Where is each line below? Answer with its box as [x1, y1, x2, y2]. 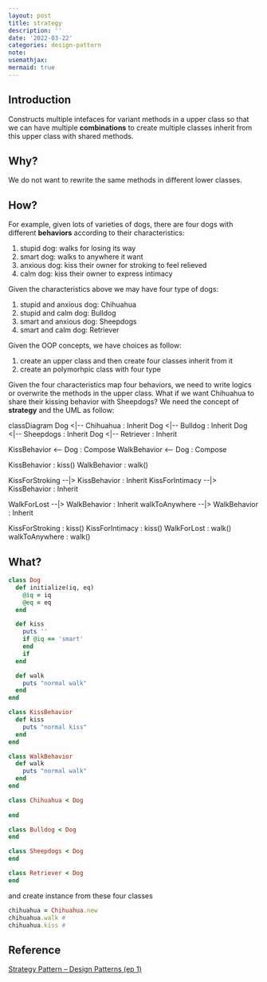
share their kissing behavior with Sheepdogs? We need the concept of [8, 397, 239, 407]
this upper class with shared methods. [8, 131, 134, 140]
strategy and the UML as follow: [8, 406, 115, 415]
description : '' [8, 26, 62, 34]
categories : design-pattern [8, 41, 102, 49]
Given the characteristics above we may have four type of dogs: [8, 285, 219, 294]
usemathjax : [8, 57, 48, 65]
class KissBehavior [8, 709, 73, 717]
